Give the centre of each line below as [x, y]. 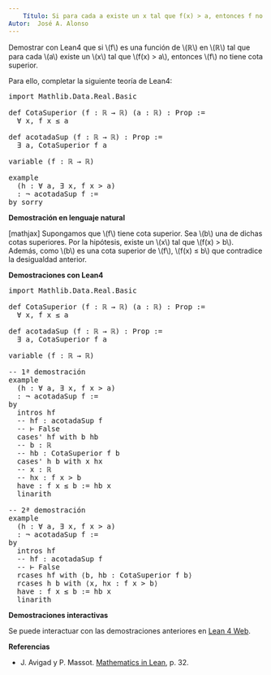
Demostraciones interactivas [58, 615]
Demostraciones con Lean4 [56, 275]
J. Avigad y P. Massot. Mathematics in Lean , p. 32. [104, 662]
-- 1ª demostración [47, 372]
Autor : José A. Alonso [49, 24]
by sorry [26, 202]
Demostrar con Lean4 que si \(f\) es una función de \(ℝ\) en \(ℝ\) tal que [129, 47]
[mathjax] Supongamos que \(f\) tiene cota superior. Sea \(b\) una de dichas [135, 233]
